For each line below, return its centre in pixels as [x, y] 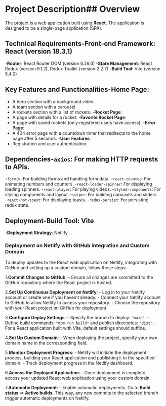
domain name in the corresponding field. [46, 343]
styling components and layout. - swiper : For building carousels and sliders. [82, 195]
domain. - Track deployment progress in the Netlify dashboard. [69, 363]
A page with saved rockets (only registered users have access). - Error [84, 122]
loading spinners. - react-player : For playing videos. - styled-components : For [83, 189]
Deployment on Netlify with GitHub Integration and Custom [77, 245]
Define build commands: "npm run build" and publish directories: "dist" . [80, 323]
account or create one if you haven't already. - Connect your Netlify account [83, 297]
